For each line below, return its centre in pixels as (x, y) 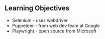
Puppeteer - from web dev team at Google (56, 25)
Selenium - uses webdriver (40, 20)
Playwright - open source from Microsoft (54, 31)
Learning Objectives (37, 8)
